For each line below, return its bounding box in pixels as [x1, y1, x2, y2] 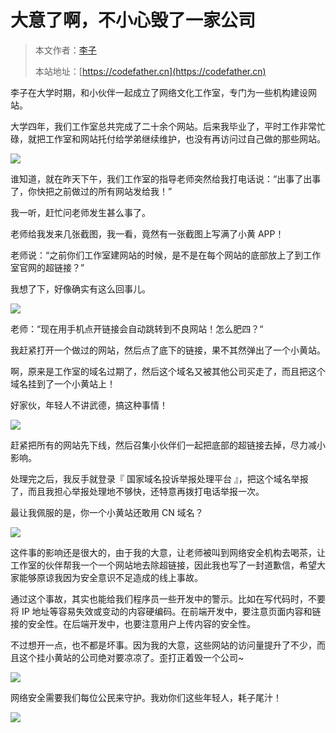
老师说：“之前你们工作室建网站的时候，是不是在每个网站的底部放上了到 [10, 249, 304, 261]
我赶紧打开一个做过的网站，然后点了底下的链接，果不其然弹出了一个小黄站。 [10, 344, 326, 356]
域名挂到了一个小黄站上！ [10, 377, 116, 390]
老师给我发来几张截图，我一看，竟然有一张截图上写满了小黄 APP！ [10, 227, 285, 240]
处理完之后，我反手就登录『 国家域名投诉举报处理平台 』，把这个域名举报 [10, 472, 309, 485]
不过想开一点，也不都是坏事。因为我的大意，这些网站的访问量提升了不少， [10, 639, 317, 651]
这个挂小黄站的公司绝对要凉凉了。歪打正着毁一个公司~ [18, 651, 245, 663]
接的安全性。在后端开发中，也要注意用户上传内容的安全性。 [10, 617, 256, 630]
